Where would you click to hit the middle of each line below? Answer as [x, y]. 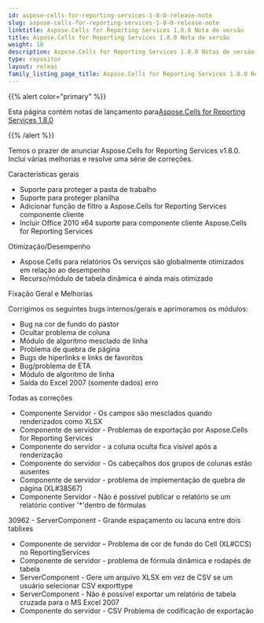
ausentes [34, 471]
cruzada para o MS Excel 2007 [69, 602]
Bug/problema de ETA [55, 366]
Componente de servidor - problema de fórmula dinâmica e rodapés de [135, 560]
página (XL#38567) [51, 488]
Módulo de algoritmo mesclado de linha [84, 341]
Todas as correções [40, 397]
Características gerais [44, 174]
